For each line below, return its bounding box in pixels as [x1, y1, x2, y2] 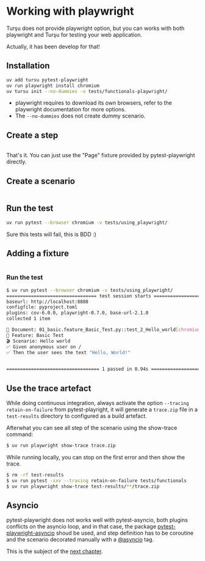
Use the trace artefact [6, 383, 92, 393]
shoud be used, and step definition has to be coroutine [56, 529, 194, 537]
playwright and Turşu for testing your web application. [6, 31, 142, 38]
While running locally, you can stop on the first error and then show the [6, 453, 185, 461]
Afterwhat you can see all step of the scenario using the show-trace [6, 424, 178, 431]
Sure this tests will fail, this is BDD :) [6, 231, 96, 238]
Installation [6, 61, 50, 71]
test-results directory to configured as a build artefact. [6, 412, 148, 420]
